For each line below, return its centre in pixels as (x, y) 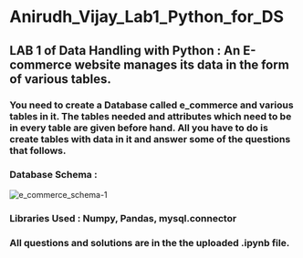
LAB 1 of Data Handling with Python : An (125, 51)
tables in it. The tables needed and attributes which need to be (151, 116)
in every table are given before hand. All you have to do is (139, 128)
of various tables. (61, 79)
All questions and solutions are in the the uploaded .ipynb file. (150, 243)
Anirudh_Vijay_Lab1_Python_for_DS (147, 17)
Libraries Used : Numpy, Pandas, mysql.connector (123, 218)
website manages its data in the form (182, 64)
